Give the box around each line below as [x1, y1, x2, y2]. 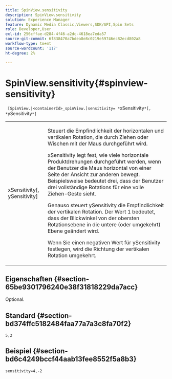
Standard [5, 311, 36, 320]
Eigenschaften [5, 275, 53, 283]
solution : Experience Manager [5, 17, 70, 22]
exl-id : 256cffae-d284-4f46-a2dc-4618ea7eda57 [5, 31, 106, 37]
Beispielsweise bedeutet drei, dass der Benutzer [48, 177, 164, 185]
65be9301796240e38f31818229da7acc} [5, 282, 138, 291]
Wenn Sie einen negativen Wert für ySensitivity [48, 239, 161, 246]
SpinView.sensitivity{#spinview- [5, 77, 148, 89]
